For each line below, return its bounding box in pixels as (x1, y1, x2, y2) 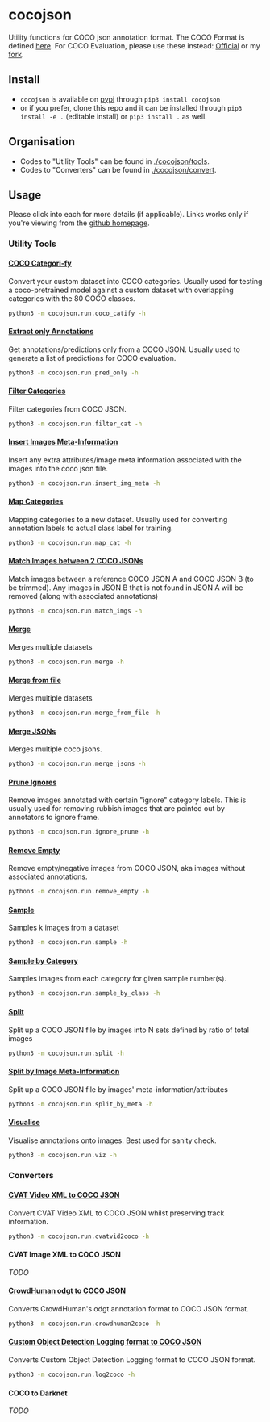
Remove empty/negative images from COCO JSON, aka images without (8, 864, 246, 873)
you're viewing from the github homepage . (8, 218, 151, 228)
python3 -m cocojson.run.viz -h (8, 1151, 117, 1159)
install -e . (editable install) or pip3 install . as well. (19, 111, 207, 121)
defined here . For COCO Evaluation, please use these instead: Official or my (8, 40, 260, 50)
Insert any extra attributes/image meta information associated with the (8, 454, 242, 465)
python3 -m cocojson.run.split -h (8, 1049, 125, 1057)
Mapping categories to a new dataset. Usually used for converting (8, 514, 228, 524)
